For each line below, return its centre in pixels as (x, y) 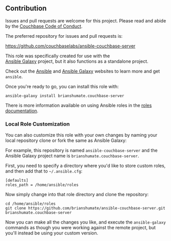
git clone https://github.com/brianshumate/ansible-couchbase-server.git (86, 208)
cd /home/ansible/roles (31, 204)
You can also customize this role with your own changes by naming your (81, 135)
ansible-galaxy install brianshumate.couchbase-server (65, 96)
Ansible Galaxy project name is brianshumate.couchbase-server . (72, 156)
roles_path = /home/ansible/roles (42, 185)
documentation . (22, 111)
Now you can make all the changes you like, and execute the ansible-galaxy (86, 222)
